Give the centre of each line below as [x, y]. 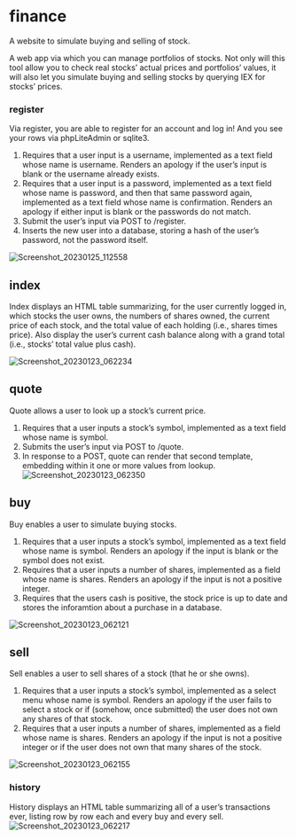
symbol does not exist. [63, 560]
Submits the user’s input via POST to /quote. [103, 446]
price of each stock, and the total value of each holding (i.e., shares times [144, 325]
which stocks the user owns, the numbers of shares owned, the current [140, 316]
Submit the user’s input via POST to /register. [104, 221]
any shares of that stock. [67, 719]
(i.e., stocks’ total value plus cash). [73, 344]
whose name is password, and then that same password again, [137, 193]
